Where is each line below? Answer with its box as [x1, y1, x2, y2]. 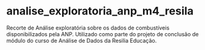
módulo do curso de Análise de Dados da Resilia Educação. [6, 37, 157, 44]
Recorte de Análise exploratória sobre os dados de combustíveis [6, 24, 170, 31]
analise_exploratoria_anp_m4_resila [6, 4, 194, 18]
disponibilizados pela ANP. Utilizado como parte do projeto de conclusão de [6, 30, 199, 37]
